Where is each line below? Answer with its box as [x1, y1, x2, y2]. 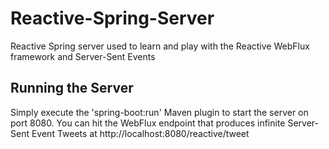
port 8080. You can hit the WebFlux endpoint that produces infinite [10, 117, 286, 129]
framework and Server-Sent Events [10, 50, 156, 62]
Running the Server [10, 80, 134, 97]
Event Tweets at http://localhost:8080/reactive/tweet [31, 127, 250, 139]
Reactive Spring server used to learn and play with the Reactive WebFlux [10, 40, 310, 52]
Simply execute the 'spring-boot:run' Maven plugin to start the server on [10, 106, 309, 118]
